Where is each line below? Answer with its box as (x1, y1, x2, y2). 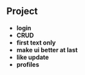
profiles (16, 60, 40, 68)
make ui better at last (16, 45, 78, 54)
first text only (16, 38, 56, 47)
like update (16, 53, 49, 61)
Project (6, 6, 38, 17)
